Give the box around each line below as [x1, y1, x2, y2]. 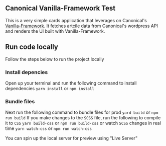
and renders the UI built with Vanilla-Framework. [5, 28, 105, 34]
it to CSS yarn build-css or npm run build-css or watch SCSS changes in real [5, 120, 161, 126]
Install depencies [5, 68, 48, 76]
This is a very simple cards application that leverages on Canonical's [5, 17, 147, 23]
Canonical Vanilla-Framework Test [5, 4, 116, 13]
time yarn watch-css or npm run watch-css [5, 125, 92, 131]
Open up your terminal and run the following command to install [5, 80, 137, 86]
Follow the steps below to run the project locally [5, 56, 104, 62]
